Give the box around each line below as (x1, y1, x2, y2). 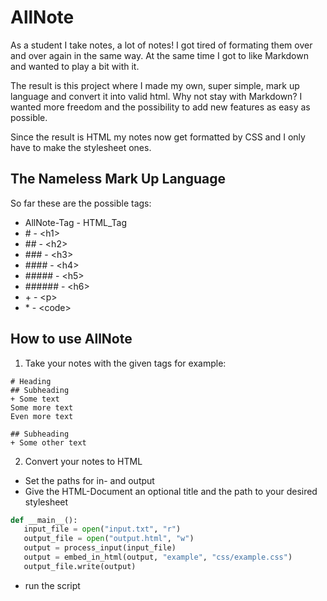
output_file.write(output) (23, 561, 137, 571)
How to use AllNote (10, 331, 133, 348)
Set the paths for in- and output (24, 474, 155, 486)
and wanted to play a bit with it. (10, 60, 140, 72)
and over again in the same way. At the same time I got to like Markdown (10, 49, 309, 61)
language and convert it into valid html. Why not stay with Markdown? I (10, 90, 303, 102)
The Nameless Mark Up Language (10, 171, 226, 188)
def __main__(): (10, 515, 78, 525)
